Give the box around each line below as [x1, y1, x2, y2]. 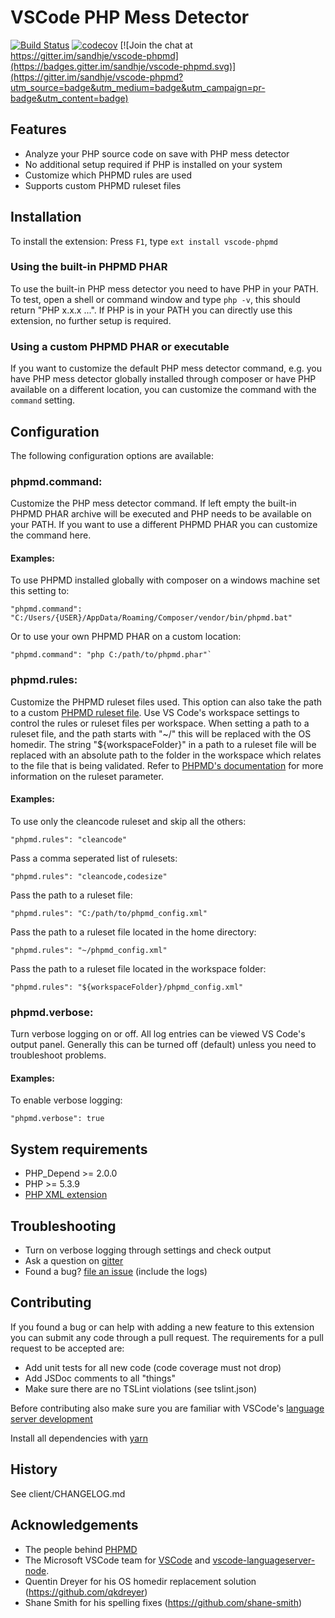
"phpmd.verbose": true [10, 1114, 105, 1124]
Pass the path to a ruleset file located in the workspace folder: [10, 962, 267, 975]
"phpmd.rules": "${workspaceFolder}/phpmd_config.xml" [10, 982, 244, 992]
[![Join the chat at [119, 39, 193, 51]
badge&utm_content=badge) [10, 92, 129, 104]
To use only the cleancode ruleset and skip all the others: [10, 815, 247, 827]
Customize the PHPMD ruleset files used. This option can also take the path [10, 696, 323, 708]
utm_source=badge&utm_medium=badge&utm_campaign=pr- [10, 81, 266, 93]
